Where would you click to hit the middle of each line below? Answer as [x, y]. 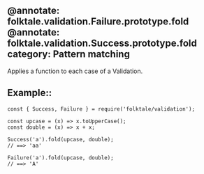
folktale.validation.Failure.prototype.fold [98, 22]
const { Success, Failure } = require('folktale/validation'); [101, 109]
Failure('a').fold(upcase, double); [60, 158]
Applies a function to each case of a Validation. [75, 71]
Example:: [30, 93]
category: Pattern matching [69, 54]
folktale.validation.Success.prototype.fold [102, 43]
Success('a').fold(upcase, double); [60, 139]
